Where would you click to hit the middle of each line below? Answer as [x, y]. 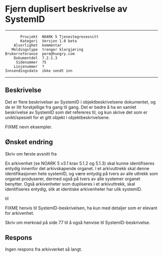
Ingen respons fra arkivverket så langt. [44, 249]
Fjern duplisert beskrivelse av [66, 9]
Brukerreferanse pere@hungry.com [40, 54]
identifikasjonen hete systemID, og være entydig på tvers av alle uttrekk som [81, 173]
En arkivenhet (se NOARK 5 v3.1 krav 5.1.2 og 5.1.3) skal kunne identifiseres [80, 163]
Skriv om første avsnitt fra [31, 154]
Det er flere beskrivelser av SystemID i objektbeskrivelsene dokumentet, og [81, 102]
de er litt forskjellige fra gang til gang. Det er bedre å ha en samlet [71, 107]
